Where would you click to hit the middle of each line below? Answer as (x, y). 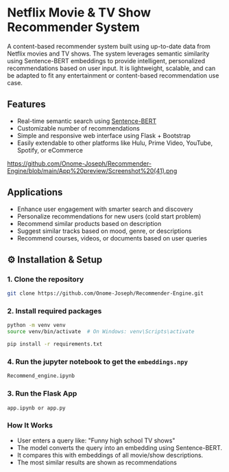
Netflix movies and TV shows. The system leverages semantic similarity (108, 54)
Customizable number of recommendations (79, 128)
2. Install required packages (55, 311)
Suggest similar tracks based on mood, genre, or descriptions (104, 231)
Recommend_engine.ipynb (41, 376)
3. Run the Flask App (42, 394)
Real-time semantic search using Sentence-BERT (86, 121)
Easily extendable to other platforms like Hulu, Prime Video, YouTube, (115, 143)
